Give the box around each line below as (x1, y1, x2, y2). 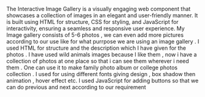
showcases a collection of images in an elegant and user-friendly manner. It (6, 12, 198, 19)
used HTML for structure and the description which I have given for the (6, 44, 186, 52)
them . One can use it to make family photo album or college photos (6, 64, 178, 71)
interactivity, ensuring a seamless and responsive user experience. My (6, 25, 185, 32)
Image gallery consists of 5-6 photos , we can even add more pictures (6, 31, 184, 39)
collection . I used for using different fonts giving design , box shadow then (6, 71, 196, 77)
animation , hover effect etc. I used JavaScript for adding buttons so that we (6, 77, 199, 84)
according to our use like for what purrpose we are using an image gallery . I (6, 38, 199, 45)
